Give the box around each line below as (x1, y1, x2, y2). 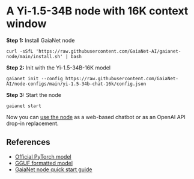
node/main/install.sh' (6, 53, 63, 59)
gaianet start (6, 103, 42, 109)
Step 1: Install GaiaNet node (6, 37, 75, 44)
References (6, 137, 50, 147)
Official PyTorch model (14, 153, 71, 160)
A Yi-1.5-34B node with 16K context (6, 4, 189, 18)
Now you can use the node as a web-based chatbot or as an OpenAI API (6, 113, 186, 120)
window (6, 17, 47, 31)
